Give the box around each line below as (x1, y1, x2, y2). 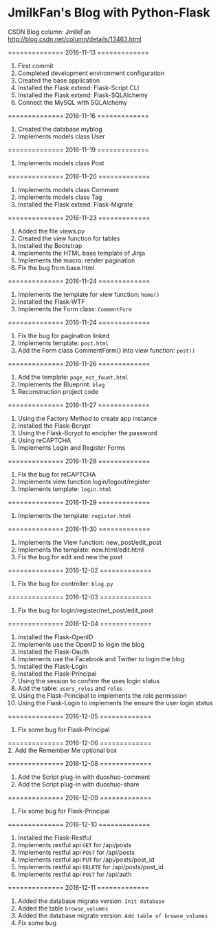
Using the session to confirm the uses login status (17, 676, 160, 685)
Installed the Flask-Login (17, 662, 88, 670)
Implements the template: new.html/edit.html (17, 546, 144, 554)
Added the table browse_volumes (17, 904, 109, 912)
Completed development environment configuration (17, 69, 164, 77)
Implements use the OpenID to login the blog (17, 640, 145, 648)
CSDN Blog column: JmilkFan (8, 28, 91, 36)
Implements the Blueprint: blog (17, 380, 105, 388)
